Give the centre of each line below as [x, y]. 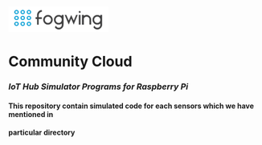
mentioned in [31, 114]
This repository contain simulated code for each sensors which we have [131, 106]
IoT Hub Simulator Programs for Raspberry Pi [98, 87]
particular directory [42, 133]
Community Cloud [70, 62]
